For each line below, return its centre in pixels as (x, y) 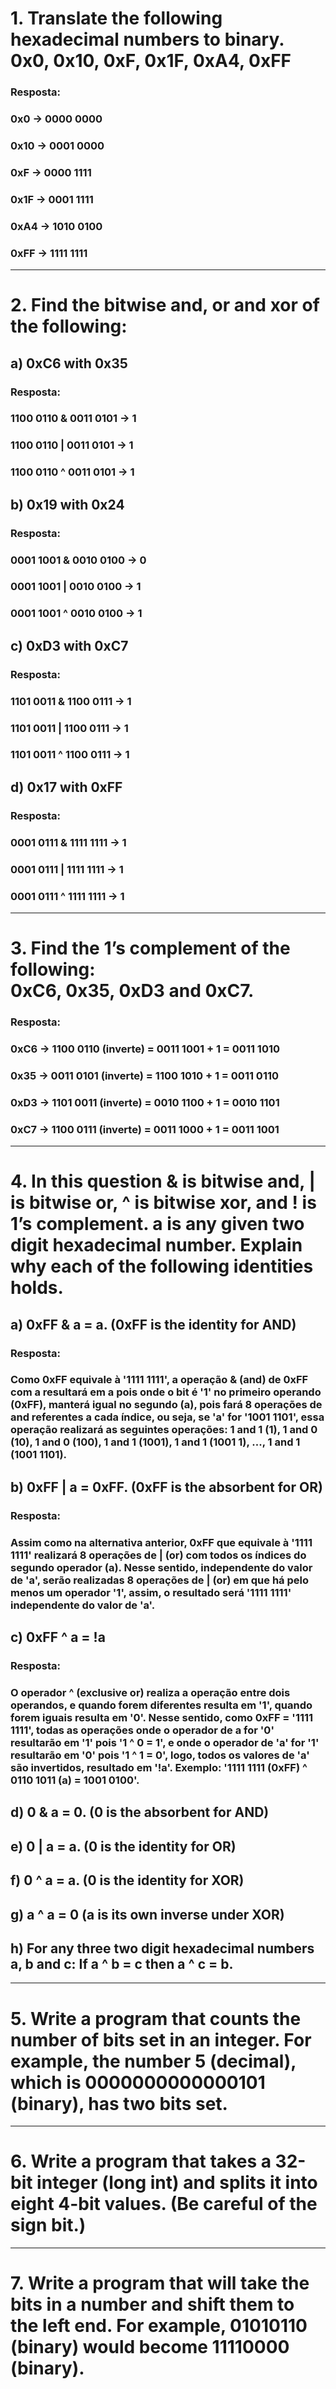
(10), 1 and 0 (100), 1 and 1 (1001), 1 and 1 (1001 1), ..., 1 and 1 (155, 1442)
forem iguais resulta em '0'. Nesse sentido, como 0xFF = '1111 (162, 1717)
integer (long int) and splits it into (177, 2183)
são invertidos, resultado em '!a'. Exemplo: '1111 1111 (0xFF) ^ (159, 1767)
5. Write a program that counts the (156, 2018)
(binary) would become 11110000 (150, 2347)
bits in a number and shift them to (152, 2304)
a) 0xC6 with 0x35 (69, 363)
